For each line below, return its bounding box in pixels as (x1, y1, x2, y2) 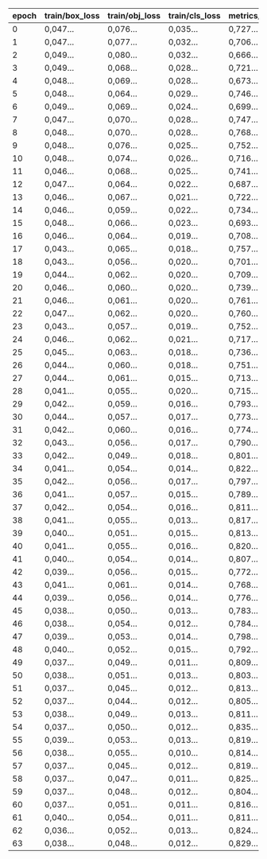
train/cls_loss (168, 10, 221, 21)
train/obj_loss (106, 10, 161, 21)
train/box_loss (44, 10, 100, 21)
